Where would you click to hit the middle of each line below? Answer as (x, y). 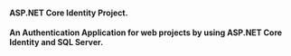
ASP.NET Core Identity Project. (69, 13)
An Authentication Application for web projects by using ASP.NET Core (146, 33)
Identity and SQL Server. (56, 42)
